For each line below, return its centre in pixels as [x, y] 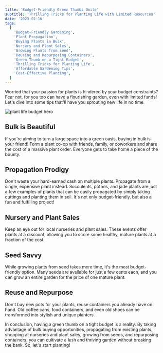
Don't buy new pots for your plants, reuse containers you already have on [79, 304]
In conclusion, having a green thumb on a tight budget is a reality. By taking [81, 324]
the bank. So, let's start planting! [38, 345]
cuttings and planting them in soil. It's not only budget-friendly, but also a [78, 197]
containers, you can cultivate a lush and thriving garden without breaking [78, 340]
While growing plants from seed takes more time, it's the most [67, 267]
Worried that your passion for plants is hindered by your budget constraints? [81, 91]
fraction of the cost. [25, 240]
